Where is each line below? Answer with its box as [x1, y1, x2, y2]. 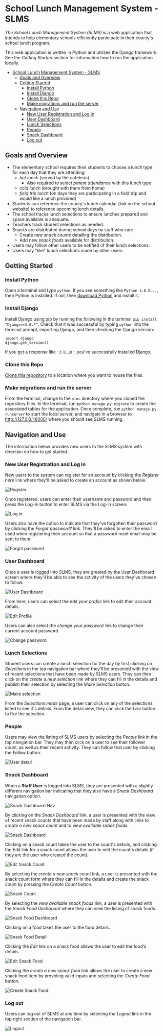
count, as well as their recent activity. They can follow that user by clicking [5, 745, 155, 750]
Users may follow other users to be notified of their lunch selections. [12, 242, 150, 248]
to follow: [5, 579, 24, 585]
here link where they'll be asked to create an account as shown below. [5, 477, 146, 483]
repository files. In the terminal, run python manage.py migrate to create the [5, 401, 156, 407]
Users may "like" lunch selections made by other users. [12, 247, 124, 253]
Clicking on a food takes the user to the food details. [5, 924, 110, 930]
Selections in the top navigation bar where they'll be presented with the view [5, 666, 159, 672]
